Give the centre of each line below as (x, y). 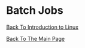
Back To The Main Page (35, 38)
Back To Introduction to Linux (42, 27)
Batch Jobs (35, 10)
